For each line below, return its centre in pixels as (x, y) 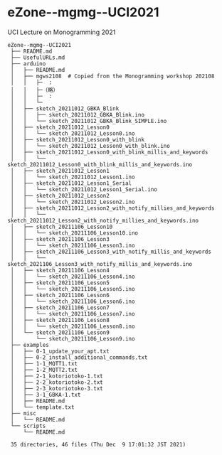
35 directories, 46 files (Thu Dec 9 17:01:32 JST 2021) (98, 444)
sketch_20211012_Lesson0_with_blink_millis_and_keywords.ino (100, 164)
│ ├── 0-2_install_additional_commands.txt (79, 357)
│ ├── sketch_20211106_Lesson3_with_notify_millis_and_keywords (111, 252)
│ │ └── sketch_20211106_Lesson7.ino (73, 314)
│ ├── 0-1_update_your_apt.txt (60, 351)
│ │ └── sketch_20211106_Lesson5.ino (73, 289)
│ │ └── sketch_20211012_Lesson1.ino (73, 177)
